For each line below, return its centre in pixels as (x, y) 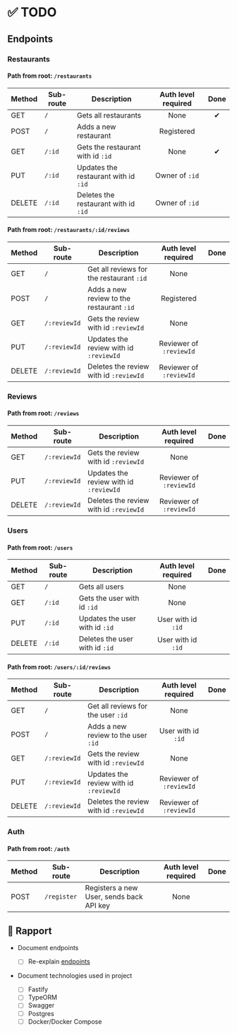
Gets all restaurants (109, 115)
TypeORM (43, 998)
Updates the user (107, 618)
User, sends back (114, 897)
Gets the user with (109, 599)
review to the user (117, 735)
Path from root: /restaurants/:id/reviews (69, 230)
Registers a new (111, 888)
